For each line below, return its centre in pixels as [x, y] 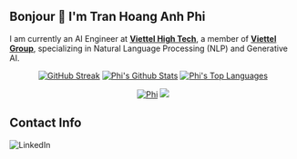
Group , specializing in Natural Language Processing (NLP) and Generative [149, 48]
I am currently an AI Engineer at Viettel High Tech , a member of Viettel [143, 38]
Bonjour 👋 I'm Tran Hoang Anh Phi [108, 17]
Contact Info [46, 123]
